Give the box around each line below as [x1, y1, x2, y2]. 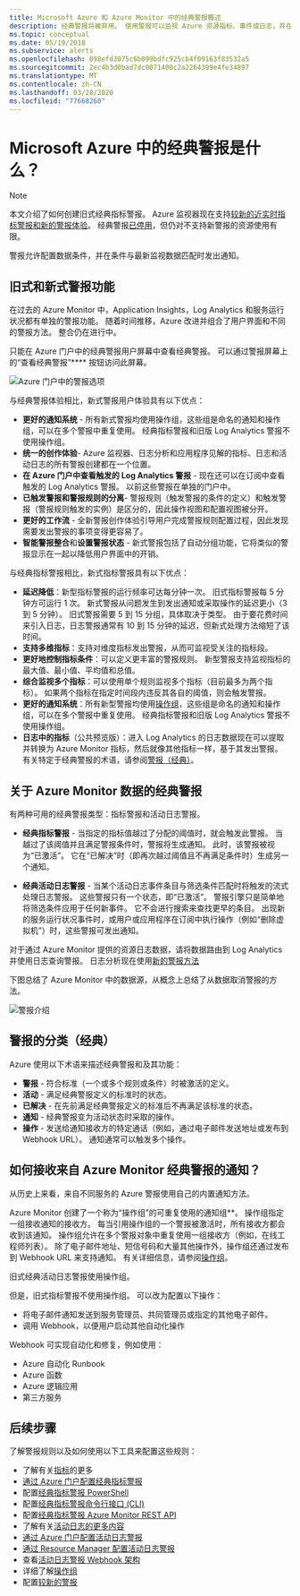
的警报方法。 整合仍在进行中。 [9, 327, 121, 338]
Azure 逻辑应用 [21, 1380, 79, 1391]
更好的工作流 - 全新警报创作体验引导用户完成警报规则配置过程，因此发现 [21, 515, 289, 526]
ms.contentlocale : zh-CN [9, 80, 102, 89]
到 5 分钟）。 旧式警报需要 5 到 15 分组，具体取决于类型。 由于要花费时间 [21, 609, 288, 620]
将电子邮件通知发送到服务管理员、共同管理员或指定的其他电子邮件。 [21, 1309, 273, 1319]
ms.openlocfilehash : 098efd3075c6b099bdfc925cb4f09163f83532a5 [9, 55, 250, 64]
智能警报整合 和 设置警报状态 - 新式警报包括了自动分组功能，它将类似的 [21, 537, 281, 548]
